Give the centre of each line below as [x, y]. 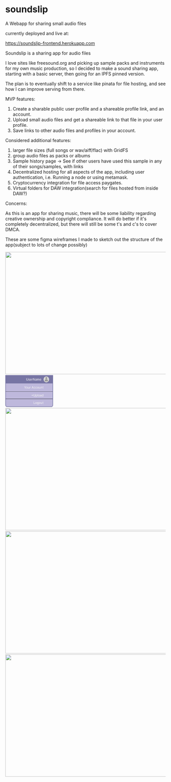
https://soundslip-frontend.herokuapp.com [50, 43]
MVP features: [20, 99]
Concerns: [16, 203]
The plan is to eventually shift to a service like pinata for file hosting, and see [85, 84]
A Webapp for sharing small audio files [46, 23]
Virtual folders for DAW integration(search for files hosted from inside [85, 188]
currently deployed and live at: [37, 33]
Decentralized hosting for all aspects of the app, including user [79, 172]
